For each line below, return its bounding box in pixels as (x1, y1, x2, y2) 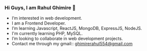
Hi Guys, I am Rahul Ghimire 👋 (4, 4, 76, 11)
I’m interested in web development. (11, 15, 82, 21)
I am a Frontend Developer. (11, 20, 66, 26)
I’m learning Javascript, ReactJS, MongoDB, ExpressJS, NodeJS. (11, 25, 142, 31)
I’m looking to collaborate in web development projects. (11, 36, 123, 41)
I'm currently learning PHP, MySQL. (11, 31, 83, 37)
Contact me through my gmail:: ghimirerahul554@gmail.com (11, 41, 133, 47)
